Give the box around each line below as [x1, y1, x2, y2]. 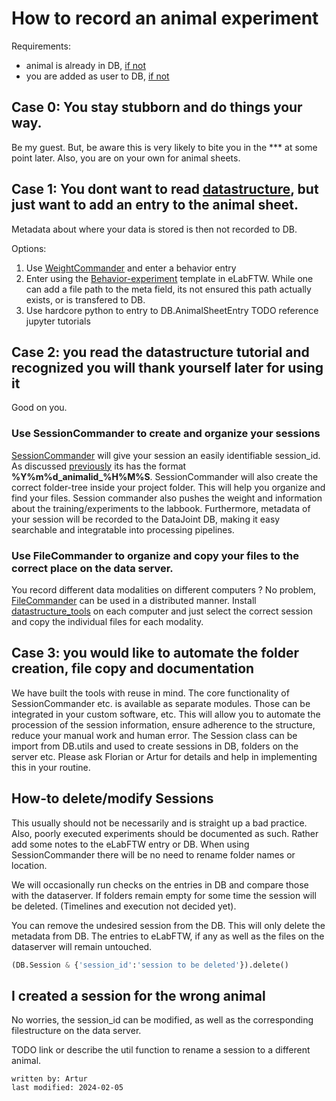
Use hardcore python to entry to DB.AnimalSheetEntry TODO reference [25, 304, 319, 316]
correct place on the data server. [11, 561, 174, 575]
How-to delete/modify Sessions [11, 790, 214, 807]
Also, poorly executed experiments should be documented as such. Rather [11, 827, 319, 839]
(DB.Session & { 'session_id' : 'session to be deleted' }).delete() [11, 960, 289, 970]
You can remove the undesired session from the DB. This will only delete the [11, 919, 326, 931]
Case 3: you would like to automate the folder [11, 645, 300, 662]
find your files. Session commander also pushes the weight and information [11, 492, 323, 504]
